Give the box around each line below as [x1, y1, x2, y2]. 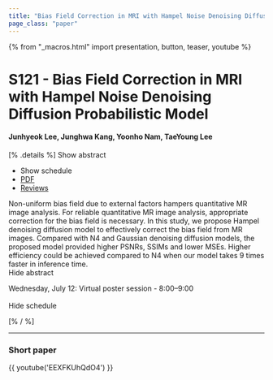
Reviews [19, 183, 49, 192]
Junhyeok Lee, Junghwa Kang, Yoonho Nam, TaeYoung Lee [8, 132, 213, 142]
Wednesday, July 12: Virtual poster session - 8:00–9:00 [8, 283, 194, 293]
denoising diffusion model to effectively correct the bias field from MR [8, 224, 243, 234]
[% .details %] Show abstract [8, 149, 106, 159]
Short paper [8, 344, 57, 356]
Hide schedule [8, 300, 57, 310]
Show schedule [19, 166, 72, 175]
